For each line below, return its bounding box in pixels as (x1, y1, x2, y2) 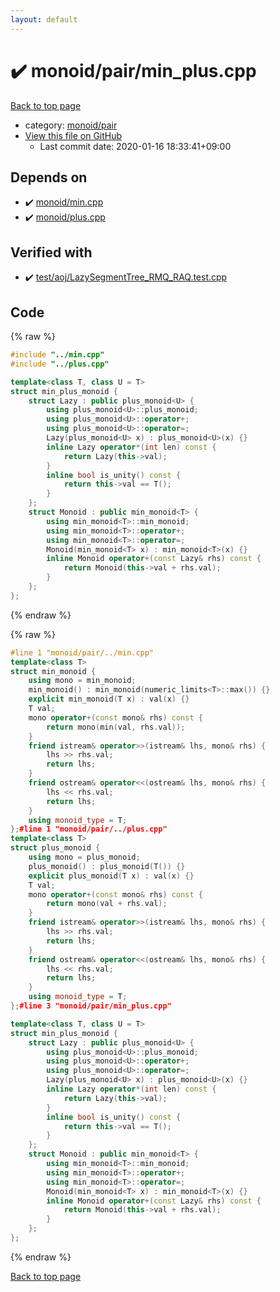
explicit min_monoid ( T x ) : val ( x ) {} (28, 694, 190, 705)
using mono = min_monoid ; (28, 676, 137, 686)
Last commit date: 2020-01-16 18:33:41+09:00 (39, 140, 232, 152)
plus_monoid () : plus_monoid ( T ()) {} (28, 861, 186, 871)
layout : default (10, 14, 78, 25)
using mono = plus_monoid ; (28, 852, 141, 862)
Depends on (10, 169, 88, 186)
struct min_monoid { (10, 666, 97, 676)
